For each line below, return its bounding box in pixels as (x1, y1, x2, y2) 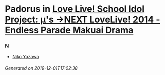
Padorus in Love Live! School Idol (5, 3, 145, 15)
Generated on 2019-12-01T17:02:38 (5, 65, 78, 71)
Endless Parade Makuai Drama (5, 25, 134, 36)
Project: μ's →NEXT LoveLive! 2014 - (5, 14, 160, 25)
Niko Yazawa (12, 54, 39, 60)
